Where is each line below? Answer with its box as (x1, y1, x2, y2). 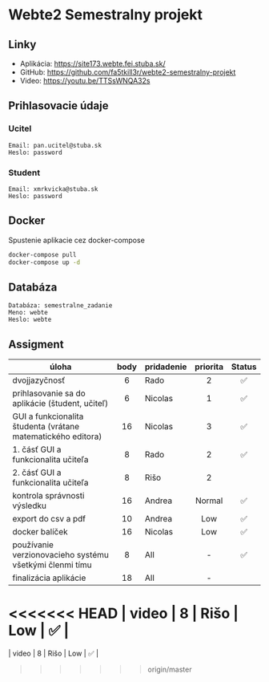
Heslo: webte (8, 315, 52, 324)
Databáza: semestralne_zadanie (8, 302, 113, 310)
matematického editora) (12, 431, 102, 442)
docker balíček (12, 526, 68, 538)
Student (8, 167, 41, 178)
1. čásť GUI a (12, 444, 62, 455)
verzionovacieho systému (12, 550, 110, 561)
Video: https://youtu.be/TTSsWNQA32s (19, 76, 151, 85)
